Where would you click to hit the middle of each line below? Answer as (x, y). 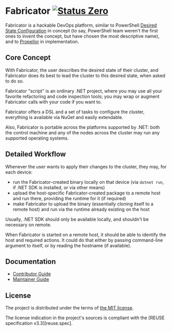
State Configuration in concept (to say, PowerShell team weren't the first (82, 30)
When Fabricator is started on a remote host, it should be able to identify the (86, 235)
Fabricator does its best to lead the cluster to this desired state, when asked (85, 75)
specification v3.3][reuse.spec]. (39, 323)
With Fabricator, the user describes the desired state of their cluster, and (82, 70)
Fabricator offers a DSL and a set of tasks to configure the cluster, (75, 112)
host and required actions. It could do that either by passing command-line (84, 240)
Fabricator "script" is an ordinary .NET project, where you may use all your (84, 91)
